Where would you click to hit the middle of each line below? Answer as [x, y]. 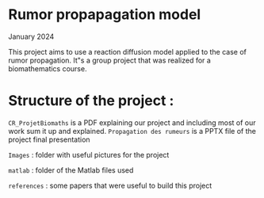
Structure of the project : [91, 101]
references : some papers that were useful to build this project [110, 185]
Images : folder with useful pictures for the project [89, 154]
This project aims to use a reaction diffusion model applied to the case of [128, 51]
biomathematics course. [48, 68]
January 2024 [31, 36]
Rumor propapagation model [105, 15]
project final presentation [49, 139]
